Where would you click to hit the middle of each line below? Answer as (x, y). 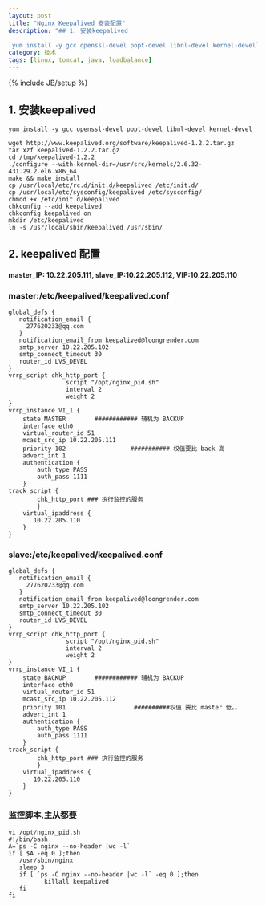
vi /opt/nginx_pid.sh (44, 832)
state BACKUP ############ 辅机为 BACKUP (103, 678)
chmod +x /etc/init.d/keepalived (64, 199)
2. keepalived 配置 (54, 254)
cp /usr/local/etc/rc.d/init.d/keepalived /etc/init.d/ (103, 185)
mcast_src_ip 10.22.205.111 (69, 441)
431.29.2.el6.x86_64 (43, 171)
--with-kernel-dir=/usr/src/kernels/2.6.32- (127, 164)
